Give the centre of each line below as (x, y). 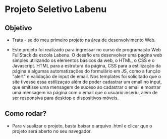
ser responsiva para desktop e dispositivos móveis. (65, 98)
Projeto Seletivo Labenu (56, 9)
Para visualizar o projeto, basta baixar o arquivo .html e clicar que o (82, 126)
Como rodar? (26, 114)
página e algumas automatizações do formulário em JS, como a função (86, 71)
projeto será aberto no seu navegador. (52, 131)
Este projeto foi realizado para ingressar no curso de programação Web (86, 50)
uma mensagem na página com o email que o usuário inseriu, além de (85, 92)
